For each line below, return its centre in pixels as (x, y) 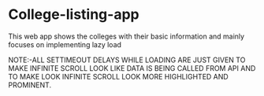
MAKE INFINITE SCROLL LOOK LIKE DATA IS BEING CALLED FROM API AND (132, 68)
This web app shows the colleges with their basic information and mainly (126, 36)
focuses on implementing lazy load (65, 44)
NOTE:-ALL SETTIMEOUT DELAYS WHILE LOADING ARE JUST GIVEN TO (127, 60)
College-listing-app (74, 15)
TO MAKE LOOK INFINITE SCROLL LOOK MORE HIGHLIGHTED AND (118, 76)
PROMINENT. (30, 85)
